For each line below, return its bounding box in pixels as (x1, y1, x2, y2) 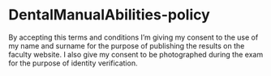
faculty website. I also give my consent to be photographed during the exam (8, 49, 264, 59)
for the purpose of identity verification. (8, 58, 138, 68)
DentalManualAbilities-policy (8, 6, 211, 24)
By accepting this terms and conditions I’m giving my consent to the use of (8, 32, 259, 42)
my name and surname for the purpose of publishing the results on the (8, 40, 245, 50)
